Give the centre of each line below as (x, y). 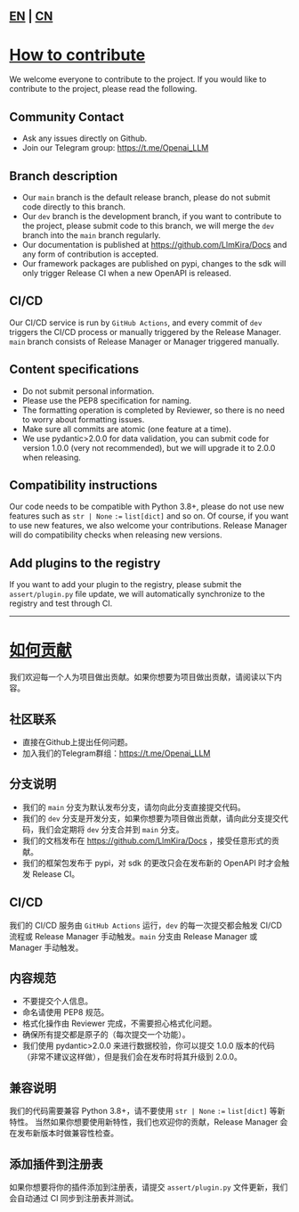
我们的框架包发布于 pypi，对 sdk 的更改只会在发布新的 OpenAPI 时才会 (152, 863)
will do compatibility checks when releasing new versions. (116, 535)
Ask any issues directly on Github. (85, 138)
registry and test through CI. (61, 603)
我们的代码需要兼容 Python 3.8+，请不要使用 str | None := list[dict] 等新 (147, 1111)
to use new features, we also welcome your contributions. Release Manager (148, 526)
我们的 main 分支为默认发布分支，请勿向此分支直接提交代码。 (134, 807)
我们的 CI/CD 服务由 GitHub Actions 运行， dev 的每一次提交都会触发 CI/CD (146, 925)
